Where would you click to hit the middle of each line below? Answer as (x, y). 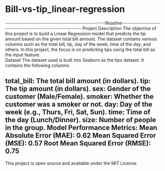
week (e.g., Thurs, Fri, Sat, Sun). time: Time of (78, 112)
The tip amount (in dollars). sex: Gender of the (78, 89)
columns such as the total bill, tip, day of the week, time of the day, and (78, 44)
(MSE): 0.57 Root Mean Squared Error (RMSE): (78, 143)
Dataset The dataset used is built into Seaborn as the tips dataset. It (75, 60)
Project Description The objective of (119, 28)
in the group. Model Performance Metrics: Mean (81, 128)
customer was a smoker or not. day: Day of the (79, 104)
